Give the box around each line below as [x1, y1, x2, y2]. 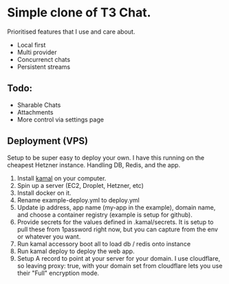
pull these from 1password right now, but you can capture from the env [17, 225, 219, 233]
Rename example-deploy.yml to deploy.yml [17, 196, 140, 204]
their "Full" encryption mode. [17, 269, 100, 277]
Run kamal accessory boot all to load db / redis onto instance [17, 239, 191, 248]
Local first [17, 40, 46, 49]
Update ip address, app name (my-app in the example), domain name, [17, 203, 216, 211]
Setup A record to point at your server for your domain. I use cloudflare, [17, 254, 221, 262]
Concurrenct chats [17, 55, 71, 63]
